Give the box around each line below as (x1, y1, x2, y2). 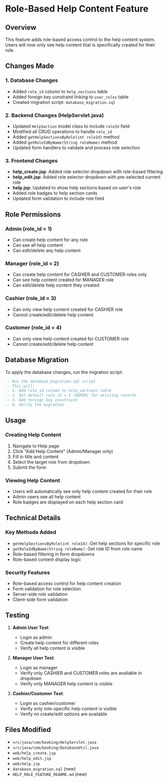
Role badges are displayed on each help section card (12, 499, 123, 505)
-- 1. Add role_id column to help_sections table (5, 388, 112, 394)
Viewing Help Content (5, 477, 61, 484)
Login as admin (20, 634, 52, 640)
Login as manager (20, 664, 58, 671)
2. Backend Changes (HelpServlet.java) (5, 111, 104, 119)
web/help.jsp (12, 761, 40, 766)
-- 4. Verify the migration (5, 402, 65, 408)
